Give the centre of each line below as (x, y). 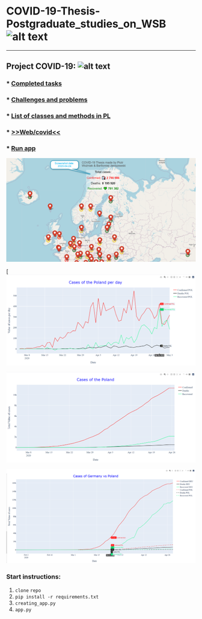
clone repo (28, 590)
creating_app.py (35, 603)
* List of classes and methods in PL (59, 116)
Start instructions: (34, 577)
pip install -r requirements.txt (57, 597)
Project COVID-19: (41, 67)
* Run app (21, 148)
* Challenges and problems (47, 100)
